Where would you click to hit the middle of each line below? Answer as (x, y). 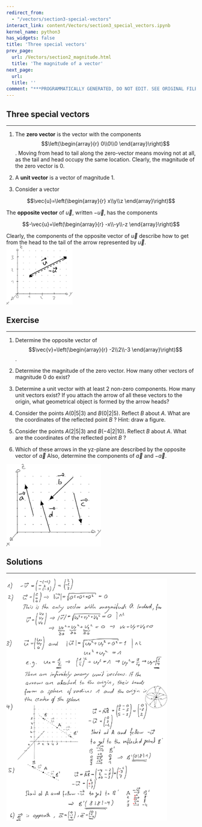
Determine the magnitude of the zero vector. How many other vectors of (104, 371)
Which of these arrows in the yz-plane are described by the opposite (100, 449)
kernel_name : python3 (33, 32)
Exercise (23, 320)
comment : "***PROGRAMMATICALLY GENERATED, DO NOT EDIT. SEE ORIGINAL (95, 89)
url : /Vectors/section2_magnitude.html (62, 57)
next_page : (20, 70)
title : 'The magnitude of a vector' (57, 63)
